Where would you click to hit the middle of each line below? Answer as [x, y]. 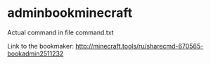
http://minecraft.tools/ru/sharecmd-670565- [139, 46]
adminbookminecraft [70, 13]
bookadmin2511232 [36, 53]
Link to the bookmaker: [40, 46]
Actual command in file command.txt [60, 32]
